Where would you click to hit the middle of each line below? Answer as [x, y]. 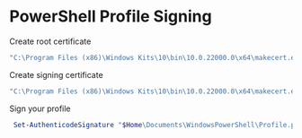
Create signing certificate [56, 74]
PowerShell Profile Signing [111, 17]
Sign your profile [40, 108]
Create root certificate [50, 41]
